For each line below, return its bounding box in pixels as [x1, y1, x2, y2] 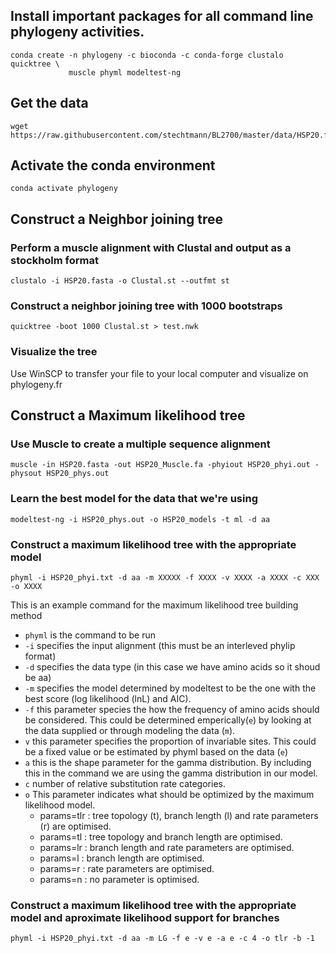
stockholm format [10, 253, 99, 267]
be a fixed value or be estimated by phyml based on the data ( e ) [24, 746, 288, 758]
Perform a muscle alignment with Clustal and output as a [10, 240, 292, 254]
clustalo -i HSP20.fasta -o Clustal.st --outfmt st [10, 276, 230, 286]
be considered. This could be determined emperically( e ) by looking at [24, 714, 312, 726]
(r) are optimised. [39, 820, 112, 832]
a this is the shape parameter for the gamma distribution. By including [24, 757, 312, 768]
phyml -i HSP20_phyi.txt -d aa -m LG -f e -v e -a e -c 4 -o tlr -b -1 [10, 934, 315, 944]
